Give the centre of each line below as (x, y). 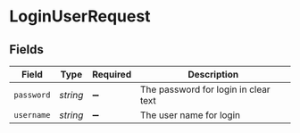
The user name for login (190, 115)
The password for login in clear (205, 89)
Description (213, 75)
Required (112, 75)
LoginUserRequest (80, 17)
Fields (27, 50)
